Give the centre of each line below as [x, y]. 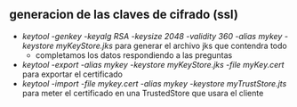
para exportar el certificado [72, 74]
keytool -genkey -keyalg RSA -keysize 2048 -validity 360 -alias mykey [152, 36]
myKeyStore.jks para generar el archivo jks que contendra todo [172, 45]
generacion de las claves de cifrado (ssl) [124, 15]
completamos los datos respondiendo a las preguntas [134, 55]
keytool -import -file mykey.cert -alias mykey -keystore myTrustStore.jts [154, 83]
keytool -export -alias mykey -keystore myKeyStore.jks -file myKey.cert [153, 64]
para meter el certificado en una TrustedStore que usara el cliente [143, 93]
